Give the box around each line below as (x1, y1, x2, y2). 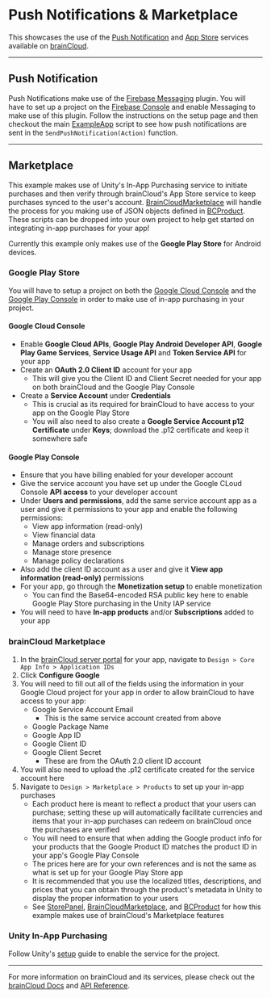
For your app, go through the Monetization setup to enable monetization (19, 581, 263, 591)
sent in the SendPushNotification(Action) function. (8, 128, 178, 137)
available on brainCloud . (8, 40, 89, 50)
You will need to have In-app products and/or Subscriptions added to (19, 607, 254, 617)
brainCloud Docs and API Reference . (8, 980, 131, 990)
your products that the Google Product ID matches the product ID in (31, 841, 257, 851)
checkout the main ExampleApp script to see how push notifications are (8, 119, 248, 128)
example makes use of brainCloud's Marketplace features (31, 910, 224, 920)
